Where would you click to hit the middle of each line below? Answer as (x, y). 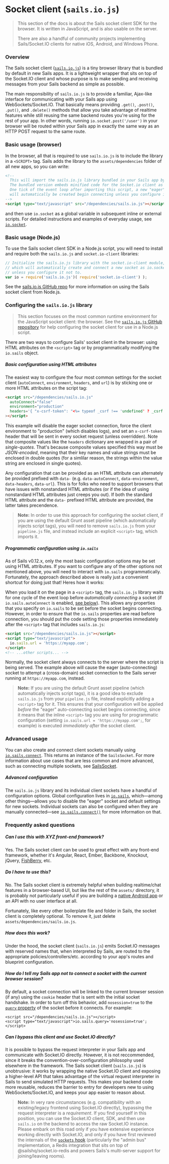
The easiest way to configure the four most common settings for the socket (83, 377)
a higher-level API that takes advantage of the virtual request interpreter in (82, 1077)
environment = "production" (37, 407)
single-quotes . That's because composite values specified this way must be (84, 447)
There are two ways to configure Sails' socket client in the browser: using (81, 342)
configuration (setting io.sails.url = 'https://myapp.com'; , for (84, 720)
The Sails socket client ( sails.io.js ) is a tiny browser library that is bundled (84, 68)
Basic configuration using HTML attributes (51, 365)
